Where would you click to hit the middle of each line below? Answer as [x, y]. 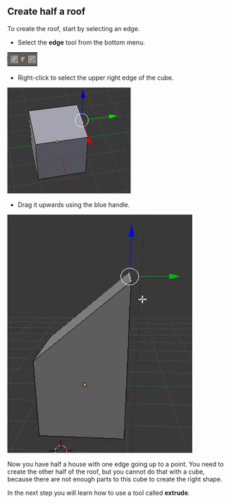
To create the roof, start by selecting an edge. [74, 28]
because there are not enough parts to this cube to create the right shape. [115, 479]
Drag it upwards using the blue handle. [74, 205]
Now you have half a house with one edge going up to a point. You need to [115, 464]
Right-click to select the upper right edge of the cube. [95, 78]
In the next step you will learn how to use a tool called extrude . [99, 493]
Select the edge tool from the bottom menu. [81, 42]
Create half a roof [46, 12]
